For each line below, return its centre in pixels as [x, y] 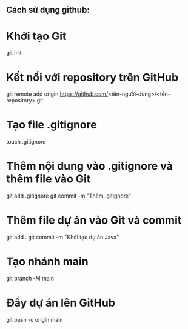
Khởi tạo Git [36, 36]
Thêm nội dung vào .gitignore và [89, 166]
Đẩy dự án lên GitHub [61, 303]
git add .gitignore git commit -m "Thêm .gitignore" [69, 196]
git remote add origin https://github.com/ [57, 94]
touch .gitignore [26, 142]
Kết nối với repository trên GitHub [92, 77]
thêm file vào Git [49, 179]
